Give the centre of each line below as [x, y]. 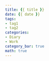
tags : [10, 19]
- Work [12, 42]
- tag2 [12, 28]
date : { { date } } [23, 14]
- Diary [13, 37]
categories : [17, 32]
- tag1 [12, 23]
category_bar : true [25, 46]
